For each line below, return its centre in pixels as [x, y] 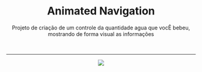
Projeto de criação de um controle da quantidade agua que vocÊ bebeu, [101, 28]
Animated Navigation [101, 11]
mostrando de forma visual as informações [101, 34]
